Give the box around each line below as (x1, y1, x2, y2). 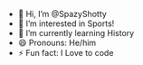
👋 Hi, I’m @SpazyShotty (17, 9, 107, 19)
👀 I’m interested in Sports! (17, 18, 115, 29)
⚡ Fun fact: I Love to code (17, 48, 114, 58)
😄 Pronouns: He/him (17, 37, 97, 48)
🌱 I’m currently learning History (17, 28, 135, 38)
